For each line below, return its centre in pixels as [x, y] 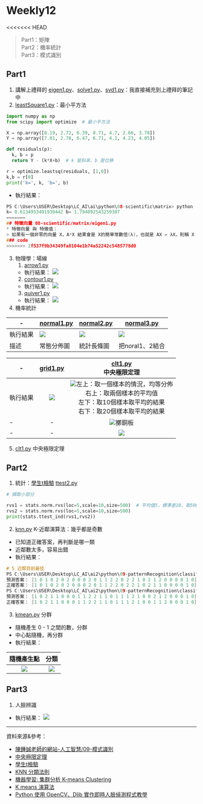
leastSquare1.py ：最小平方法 [50, 105]
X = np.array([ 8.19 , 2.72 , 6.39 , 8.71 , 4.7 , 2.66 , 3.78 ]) [81, 133]
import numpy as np [31, 116]
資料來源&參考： [27, 736]
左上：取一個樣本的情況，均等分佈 [125, 384]
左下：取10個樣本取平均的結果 [121, 402]
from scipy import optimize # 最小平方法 [58, 122]
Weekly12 [31, 11]
